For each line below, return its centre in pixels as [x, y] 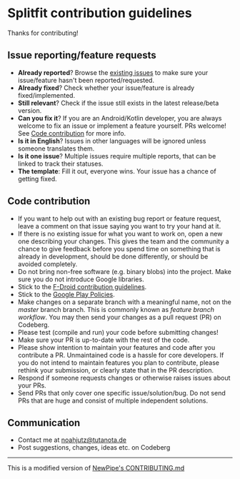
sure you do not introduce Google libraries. [81, 279]
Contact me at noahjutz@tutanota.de [72, 440]
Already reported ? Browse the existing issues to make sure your [113, 72]
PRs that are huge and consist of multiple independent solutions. [113, 400]
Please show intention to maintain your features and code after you [116, 347]
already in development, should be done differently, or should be [113, 256]
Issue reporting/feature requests [82, 55]
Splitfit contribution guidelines [100, 13]
